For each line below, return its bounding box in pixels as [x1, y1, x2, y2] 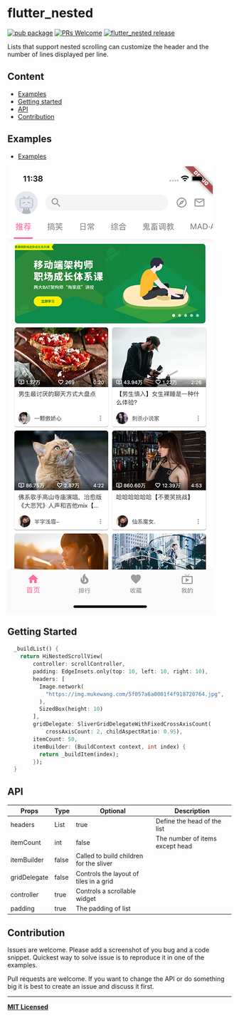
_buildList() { [14, 645, 59, 653]
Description [174, 806, 210, 815]
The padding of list [75, 904, 131, 913]
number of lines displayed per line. [7, 50, 109, 58]
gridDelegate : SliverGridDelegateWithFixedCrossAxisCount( [33, 721, 212, 728]
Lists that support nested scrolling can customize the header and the [7, 42, 209, 51]
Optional [99, 806, 126, 815]
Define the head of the [155, 816, 222, 825]
